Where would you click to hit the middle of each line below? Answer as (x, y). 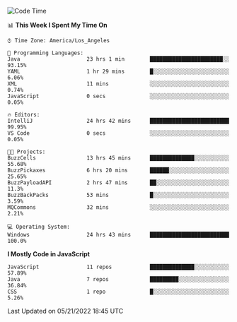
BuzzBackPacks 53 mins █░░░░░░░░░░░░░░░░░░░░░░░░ (118, 195)
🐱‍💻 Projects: (27, 152)
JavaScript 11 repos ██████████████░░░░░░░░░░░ (118, 267)
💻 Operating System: (39, 227)
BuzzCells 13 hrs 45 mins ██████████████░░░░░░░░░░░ (118, 158)
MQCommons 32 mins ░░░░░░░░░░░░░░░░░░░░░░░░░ (118, 208)
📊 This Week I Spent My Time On (57, 25)
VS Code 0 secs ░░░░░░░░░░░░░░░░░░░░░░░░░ (118, 133)
